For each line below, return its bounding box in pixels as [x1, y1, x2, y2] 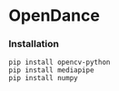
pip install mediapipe [8, 66, 94, 75]
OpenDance [8, 5, 101, 26]
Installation [8, 38, 60, 50]
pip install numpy [8, 74, 78, 83]
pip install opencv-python [8, 58, 111, 68]
